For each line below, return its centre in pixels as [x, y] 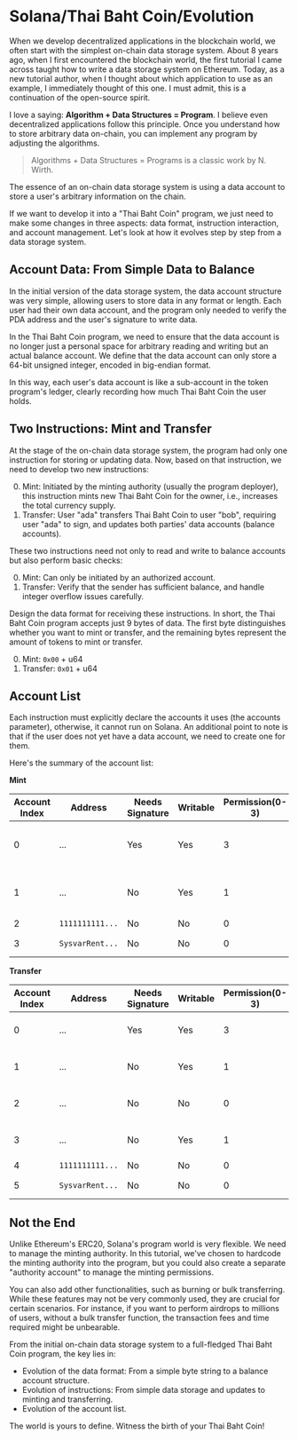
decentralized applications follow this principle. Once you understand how [145, 124]
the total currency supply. [69, 505]
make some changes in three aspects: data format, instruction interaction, [144, 223]
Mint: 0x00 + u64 [52, 659]
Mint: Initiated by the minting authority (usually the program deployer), [150, 487]
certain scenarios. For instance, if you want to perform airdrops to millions [144, 1309]
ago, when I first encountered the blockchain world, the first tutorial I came [146, 59]
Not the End [42, 1222]
